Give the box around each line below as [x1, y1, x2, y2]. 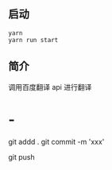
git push [8, 152, 36, 161]
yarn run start [8, 36, 59, 44]
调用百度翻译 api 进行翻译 [8, 82, 92, 91]
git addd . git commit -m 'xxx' [8, 137, 105, 146]
